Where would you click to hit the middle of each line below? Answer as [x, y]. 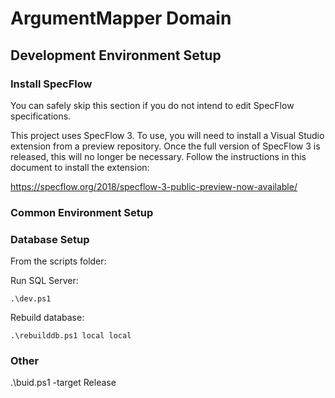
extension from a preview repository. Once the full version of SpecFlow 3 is [165, 146]
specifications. [41, 116]
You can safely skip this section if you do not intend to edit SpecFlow [152, 105]
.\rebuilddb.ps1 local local [71, 336]
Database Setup [50, 239]
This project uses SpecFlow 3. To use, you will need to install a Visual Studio [167, 135]
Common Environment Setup [82, 212]
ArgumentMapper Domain [121, 18]
